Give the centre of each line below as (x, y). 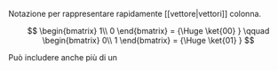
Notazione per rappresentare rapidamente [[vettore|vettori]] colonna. (135, 14)
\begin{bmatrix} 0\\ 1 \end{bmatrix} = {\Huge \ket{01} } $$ (148, 40)
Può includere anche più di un (63, 57)
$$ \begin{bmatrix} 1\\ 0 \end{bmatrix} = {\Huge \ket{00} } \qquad (148, 31)
